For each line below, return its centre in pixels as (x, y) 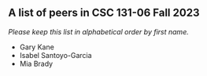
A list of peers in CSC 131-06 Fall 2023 (104, 13)
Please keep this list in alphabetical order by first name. (98, 31)
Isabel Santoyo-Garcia (55, 55)
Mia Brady (36, 63)
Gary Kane (37, 47)
